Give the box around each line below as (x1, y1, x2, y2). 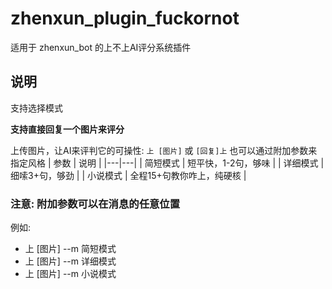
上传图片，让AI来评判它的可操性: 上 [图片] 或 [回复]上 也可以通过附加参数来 (10, 144, 318, 156)
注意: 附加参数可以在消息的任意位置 (10, 197, 181, 211)
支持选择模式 (10, 102, 63, 114)
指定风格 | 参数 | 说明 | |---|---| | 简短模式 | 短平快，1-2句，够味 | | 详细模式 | (10, 157, 325, 169)
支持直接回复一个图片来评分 (10, 123, 125, 135)
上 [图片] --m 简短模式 (24, 243, 117, 255)
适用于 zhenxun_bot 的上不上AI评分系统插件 (10, 41, 192, 53)
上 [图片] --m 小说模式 (24, 268, 117, 280)
